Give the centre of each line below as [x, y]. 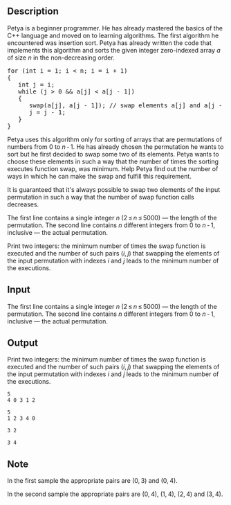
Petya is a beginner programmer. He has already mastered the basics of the [115, 28]
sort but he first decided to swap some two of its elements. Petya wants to [113, 154]
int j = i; [37, 85]
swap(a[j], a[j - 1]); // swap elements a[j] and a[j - [126, 105]
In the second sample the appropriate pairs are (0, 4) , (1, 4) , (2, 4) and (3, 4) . [115, 494]
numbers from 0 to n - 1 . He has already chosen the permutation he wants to [115, 147]
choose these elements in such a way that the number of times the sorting [113, 161]
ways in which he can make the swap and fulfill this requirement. [99, 176]
